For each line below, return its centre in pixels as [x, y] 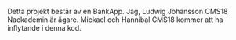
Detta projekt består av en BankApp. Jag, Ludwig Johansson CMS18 [118, 11]
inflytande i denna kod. [44, 28]
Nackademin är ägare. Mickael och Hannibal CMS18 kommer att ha [115, 20]
